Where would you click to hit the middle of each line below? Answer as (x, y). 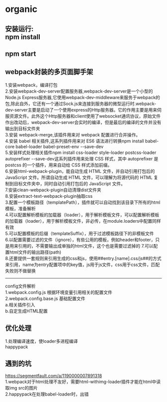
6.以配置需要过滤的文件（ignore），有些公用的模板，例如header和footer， (80, 240)
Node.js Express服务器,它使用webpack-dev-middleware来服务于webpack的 (83, 97)
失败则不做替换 (20, 270)
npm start (21, 54)
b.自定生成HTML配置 (27, 311)
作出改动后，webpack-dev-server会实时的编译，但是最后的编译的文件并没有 (83, 122)
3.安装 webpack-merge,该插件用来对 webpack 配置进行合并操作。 (73, 134)
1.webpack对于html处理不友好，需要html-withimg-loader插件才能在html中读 (83, 382)
